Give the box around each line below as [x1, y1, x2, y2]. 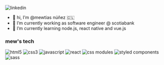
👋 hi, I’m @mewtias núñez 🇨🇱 [12, 14, 75, 20]
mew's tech [5, 37, 34, 44]
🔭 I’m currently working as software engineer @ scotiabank [12, 20, 135, 26]
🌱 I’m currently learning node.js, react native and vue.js [12, 25, 126, 31]
